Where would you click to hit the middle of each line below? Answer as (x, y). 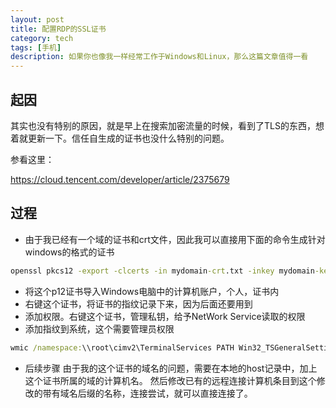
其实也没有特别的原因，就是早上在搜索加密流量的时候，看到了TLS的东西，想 (167, 125)
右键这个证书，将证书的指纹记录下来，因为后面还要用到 (138, 303)
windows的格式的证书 (69, 252)
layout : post (37, 19)
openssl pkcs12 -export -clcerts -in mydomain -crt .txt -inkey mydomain (162, 271)
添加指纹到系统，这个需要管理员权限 (99, 328)
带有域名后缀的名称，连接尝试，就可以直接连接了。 (147, 393)
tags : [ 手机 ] (36, 47)
